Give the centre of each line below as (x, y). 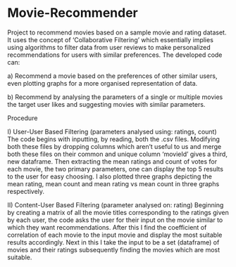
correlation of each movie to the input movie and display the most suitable (115, 235)
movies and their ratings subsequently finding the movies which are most (114, 249)
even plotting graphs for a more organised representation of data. (103, 83)
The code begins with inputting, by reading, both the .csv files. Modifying (114, 139)
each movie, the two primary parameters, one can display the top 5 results (116, 169)
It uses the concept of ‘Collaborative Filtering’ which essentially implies (110, 39)
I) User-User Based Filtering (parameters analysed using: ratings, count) (112, 131)
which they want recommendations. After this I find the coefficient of (107, 227)
